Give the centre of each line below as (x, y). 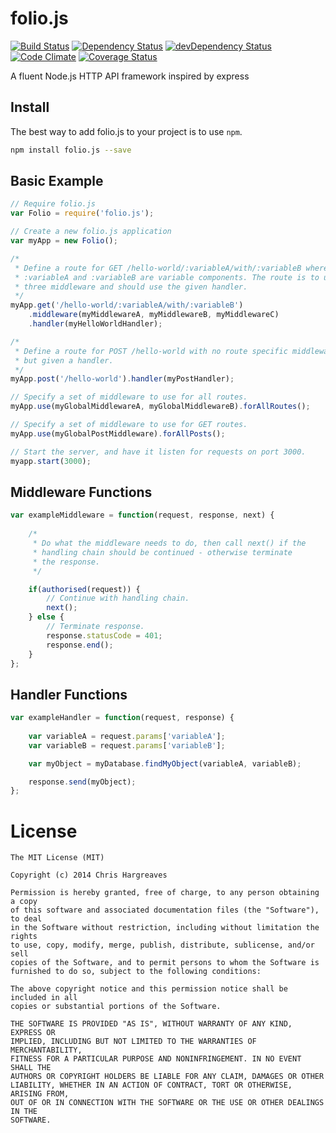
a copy (24, 902)
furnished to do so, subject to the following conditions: (136, 972)
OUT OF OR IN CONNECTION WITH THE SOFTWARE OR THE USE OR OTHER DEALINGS (167, 1103)
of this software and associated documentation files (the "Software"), (165, 910)
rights (24, 937)
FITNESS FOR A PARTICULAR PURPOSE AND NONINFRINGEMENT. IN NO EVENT (156, 1059)
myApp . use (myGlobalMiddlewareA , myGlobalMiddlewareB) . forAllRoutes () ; (160, 407)
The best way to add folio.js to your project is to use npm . (126, 131)
